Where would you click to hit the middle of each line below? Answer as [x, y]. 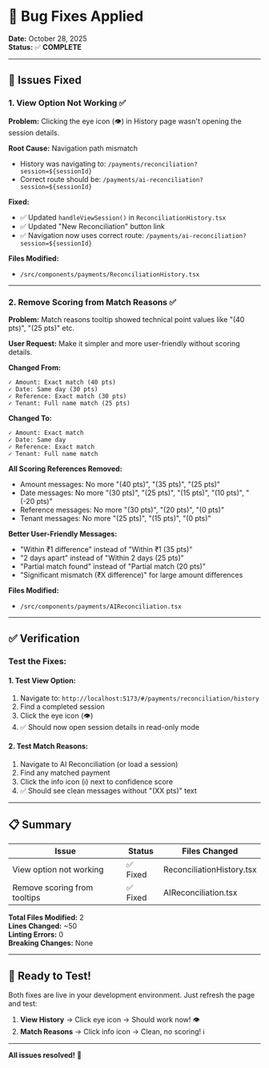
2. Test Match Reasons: [48, 746]
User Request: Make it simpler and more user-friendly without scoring [124, 343]
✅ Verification [44, 639]
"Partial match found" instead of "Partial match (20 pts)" [113, 566]
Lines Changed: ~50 [43, 926]
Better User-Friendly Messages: [63, 534]
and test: [23, 1004]
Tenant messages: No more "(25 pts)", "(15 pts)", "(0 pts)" [115, 518]
